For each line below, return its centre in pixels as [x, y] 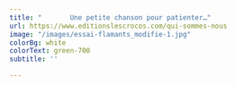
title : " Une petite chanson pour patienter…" [110, 17]
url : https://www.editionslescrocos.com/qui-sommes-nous [118, 26]
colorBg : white [38, 42]
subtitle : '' [34, 59]
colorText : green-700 [50, 51]
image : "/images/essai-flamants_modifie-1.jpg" [100, 34]
